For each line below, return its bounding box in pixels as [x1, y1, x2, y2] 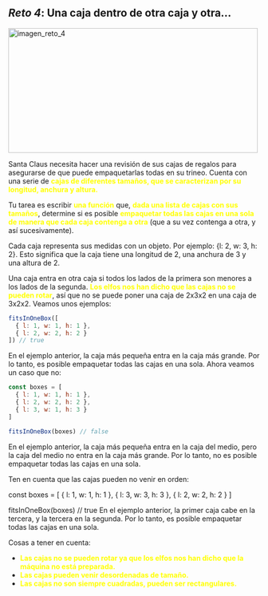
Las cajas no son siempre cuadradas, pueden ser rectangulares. [19, 578, 238, 588]
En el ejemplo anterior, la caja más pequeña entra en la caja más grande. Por [8, 351, 260, 361]
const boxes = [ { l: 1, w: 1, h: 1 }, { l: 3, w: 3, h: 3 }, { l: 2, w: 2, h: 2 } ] [8, 490, 232, 499]
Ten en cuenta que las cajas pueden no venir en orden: [8, 474, 189, 484]
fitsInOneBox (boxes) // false [8, 427, 109, 436]
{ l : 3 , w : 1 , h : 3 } [15, 405, 88, 413]
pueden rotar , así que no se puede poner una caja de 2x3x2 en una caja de [8, 290, 257, 300]
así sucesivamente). [8, 225, 74, 235]
